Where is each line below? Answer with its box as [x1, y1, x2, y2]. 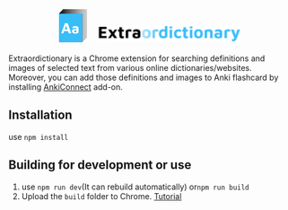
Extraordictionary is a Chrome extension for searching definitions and [8, 53, 266, 64]
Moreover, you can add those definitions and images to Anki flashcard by [8, 72, 279, 83]
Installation [8, 108, 73, 123]
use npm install [8, 131, 69, 142]
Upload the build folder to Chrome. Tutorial [21, 190, 182, 201]
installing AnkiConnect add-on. [8, 82, 123, 92]
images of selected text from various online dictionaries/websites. [8, 63, 252, 74]
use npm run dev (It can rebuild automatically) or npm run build [21, 181, 250, 192]
